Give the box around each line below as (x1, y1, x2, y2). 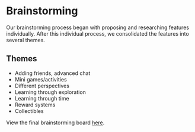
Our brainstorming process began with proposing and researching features (6, 24, 190, 31)
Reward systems (14, 101, 56, 108)
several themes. (6, 36, 46, 43)
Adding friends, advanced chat (14, 70, 91, 77)
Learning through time (14, 95, 69, 102)
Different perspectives (14, 82, 70, 89)
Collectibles (14, 107, 44, 114)
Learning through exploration (14, 88, 86, 96)
